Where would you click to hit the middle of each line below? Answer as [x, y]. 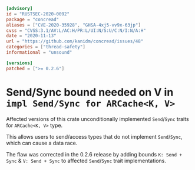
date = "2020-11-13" [32, 36]
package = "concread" [33, 19]
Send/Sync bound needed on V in [90, 92]
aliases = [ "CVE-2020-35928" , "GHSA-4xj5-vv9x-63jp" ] [74, 25]
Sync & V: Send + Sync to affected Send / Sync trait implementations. [86, 161]
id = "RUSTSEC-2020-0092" [38, 14]
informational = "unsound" [39, 53]
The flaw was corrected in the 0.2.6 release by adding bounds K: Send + [94, 154]
